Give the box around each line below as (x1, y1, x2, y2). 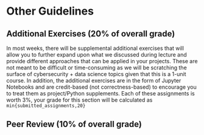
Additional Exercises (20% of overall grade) (6, 29, 175, 39)
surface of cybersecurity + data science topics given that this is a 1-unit (6, 71, 186, 77)
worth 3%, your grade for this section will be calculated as (6, 96, 153, 103)
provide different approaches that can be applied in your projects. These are (6, 58, 198, 64)
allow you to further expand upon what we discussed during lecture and (6, 51, 187, 58)
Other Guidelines (6, 4, 94, 18)
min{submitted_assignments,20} (6, 103, 86, 109)
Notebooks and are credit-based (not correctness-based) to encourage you (6, 83, 197, 91)
